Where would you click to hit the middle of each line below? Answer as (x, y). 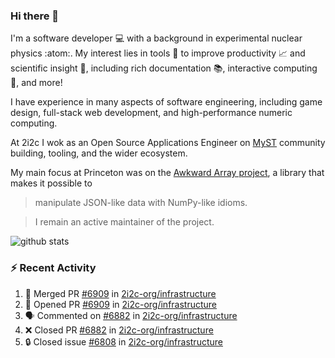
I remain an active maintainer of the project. (124, 222)
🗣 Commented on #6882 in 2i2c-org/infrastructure (131, 315)
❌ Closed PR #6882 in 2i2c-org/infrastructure (119, 330)
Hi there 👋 (35, 16)
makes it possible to (51, 183)
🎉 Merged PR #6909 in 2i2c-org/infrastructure (120, 293)
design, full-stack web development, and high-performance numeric (151, 113)
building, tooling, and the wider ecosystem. (99, 153)
